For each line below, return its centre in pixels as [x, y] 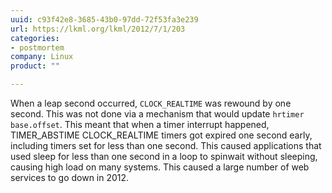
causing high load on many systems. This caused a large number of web [160, 167]
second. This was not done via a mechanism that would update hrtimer [157, 114]
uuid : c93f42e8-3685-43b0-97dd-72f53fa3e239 [104, 19]
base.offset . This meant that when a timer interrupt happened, [140, 124]
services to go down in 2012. [70, 177]
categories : [35, 38]
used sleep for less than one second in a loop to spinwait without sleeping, [164, 156]
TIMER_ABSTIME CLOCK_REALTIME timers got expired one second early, [161, 135]
